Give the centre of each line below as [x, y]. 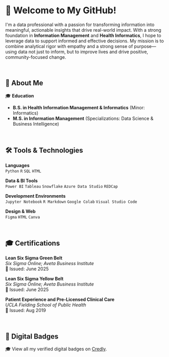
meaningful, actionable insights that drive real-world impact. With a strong [83, 30]
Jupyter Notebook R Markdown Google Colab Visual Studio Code [71, 202]
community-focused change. [36, 57]
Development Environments [35, 196]
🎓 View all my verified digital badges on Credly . [56, 349]
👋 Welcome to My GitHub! [61, 10]
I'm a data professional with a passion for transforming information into [80, 25]
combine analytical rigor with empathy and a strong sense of [69, 46]
